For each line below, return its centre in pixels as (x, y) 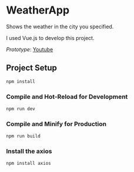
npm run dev (21, 109)
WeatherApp (38, 10)
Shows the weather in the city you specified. (60, 27)
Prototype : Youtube (30, 49)
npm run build (24, 136)
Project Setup (32, 68)
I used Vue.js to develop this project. (50, 38)
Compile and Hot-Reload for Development (67, 97)
